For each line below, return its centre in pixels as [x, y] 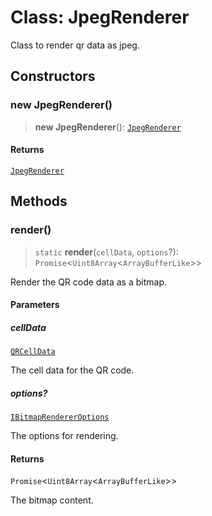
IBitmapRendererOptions [60, 417]
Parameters [35, 305]
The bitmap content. [52, 500]
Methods [39, 201]
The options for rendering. [64, 436]
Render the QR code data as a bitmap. [88, 282]
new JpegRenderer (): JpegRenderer [108, 127]
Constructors [53, 76]
